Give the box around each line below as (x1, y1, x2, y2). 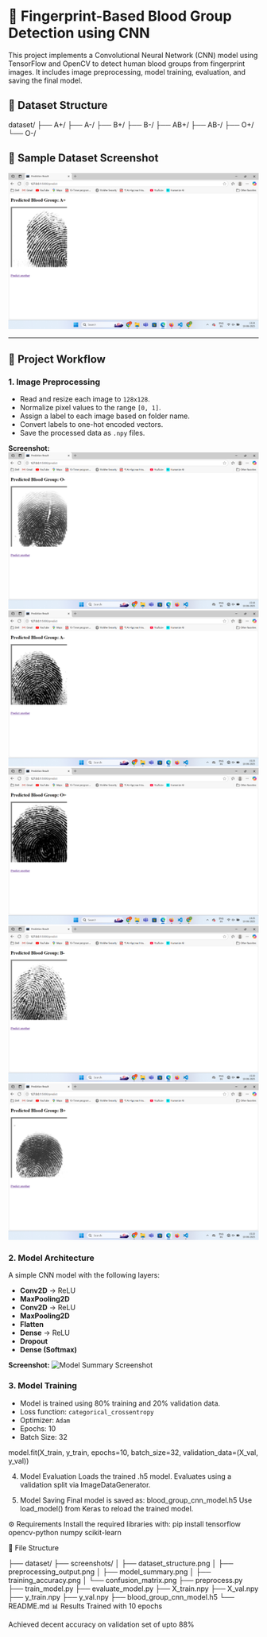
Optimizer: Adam (19, 1415, 71, 1425)
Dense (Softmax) (19, 1345, 77, 1355)
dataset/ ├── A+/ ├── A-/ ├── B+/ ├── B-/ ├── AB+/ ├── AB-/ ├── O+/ (8, 119, 254, 130)
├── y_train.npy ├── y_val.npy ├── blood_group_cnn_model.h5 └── (8, 1592, 234, 1601)
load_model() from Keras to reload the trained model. (19, 1503, 194, 1513)
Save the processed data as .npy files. (19, 429, 145, 438)
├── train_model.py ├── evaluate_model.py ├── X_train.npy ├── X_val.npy (8, 1584, 259, 1593)
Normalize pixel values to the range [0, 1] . (19, 403, 161, 413)
